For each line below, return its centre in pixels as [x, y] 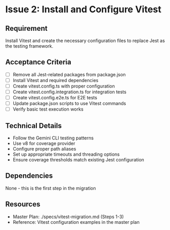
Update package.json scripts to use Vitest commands [69, 103]
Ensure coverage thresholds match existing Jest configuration [79, 160]
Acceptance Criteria [38, 62]
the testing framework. [30, 46]
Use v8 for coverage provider [44, 143]
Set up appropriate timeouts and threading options [66, 154]
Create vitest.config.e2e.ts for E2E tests [55, 98]
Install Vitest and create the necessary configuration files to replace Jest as [85, 40]
